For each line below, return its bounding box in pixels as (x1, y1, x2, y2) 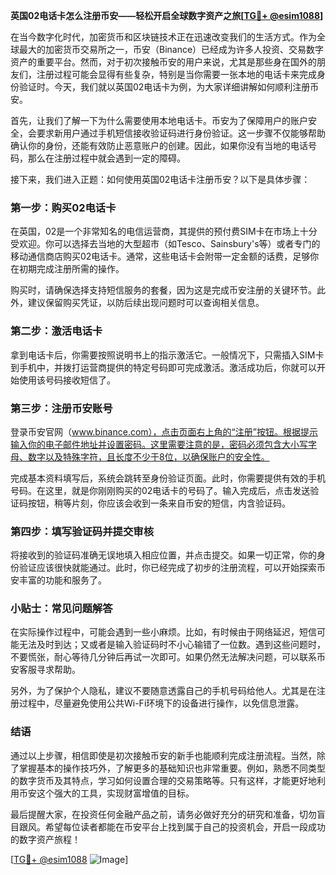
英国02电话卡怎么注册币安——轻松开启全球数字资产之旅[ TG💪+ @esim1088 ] (10, 10, 324, 21)
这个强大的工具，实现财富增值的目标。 (36, 787, 195, 799)
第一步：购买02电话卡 (10, 200, 117, 214)
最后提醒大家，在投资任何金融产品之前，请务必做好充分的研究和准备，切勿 (10, 808, 317, 820)
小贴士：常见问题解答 (10, 602, 113, 616)
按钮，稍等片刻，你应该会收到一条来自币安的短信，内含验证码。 (27, 497, 291, 509)
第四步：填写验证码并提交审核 (10, 524, 155, 538)
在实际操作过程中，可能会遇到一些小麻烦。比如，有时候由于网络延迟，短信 (10, 626, 317, 638)
